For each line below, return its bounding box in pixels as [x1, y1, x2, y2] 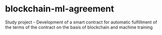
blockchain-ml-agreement [5, 3, 114, 14]
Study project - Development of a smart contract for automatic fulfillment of [5, 19, 158, 25]
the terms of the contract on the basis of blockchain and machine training [5, 24, 153, 30]
